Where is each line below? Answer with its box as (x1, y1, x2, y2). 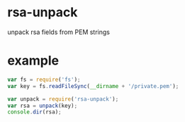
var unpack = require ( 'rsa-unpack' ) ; (7, 95, 119, 103)
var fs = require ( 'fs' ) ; (7, 76, 81, 83)
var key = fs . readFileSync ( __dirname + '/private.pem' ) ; (7, 82, 179, 89)
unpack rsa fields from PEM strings (7, 28, 110, 36)
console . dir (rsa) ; (7, 109, 62, 116)
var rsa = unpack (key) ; (7, 102, 78, 109)
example (7, 52, 60, 69)
